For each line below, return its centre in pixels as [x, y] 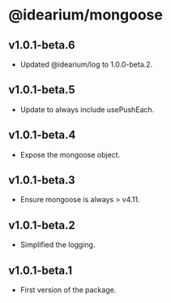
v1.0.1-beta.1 [41, 270]
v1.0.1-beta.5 [42, 90]
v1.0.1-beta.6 [42, 45]
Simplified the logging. [58, 245]
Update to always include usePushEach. [87, 109]
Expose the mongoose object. [70, 154]
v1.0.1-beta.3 [42, 180]
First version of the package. [68, 290]
